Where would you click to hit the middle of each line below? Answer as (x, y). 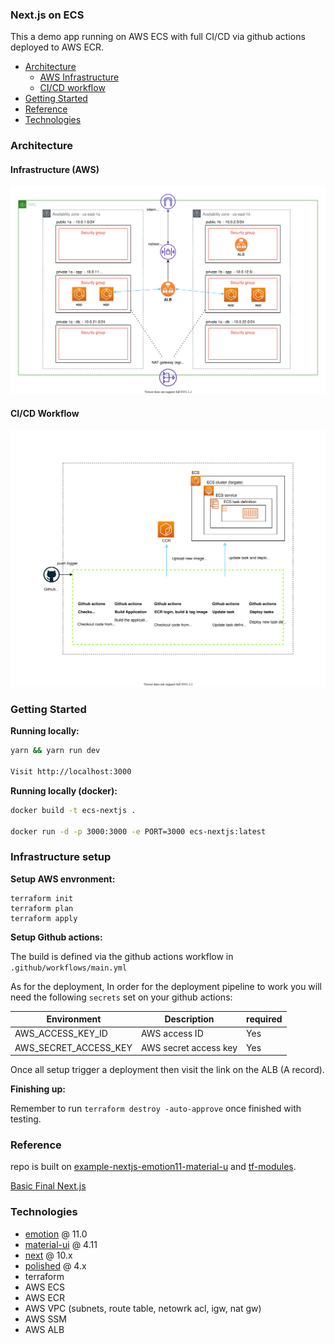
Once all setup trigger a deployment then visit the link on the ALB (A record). (167, 1070)
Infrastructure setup (61, 857)
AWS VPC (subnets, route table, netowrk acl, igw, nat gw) (143, 1308)
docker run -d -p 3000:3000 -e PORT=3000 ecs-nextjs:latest (138, 831)
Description (189, 1019)
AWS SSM (45, 1319)
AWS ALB (44, 1329)
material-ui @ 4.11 (61, 1244)
